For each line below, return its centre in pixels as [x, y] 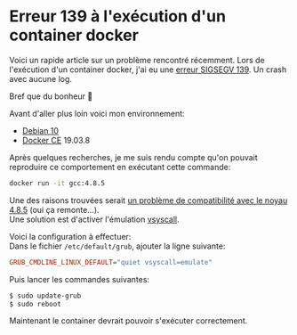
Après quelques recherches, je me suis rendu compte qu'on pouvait [133, 157]
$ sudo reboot [36, 304]
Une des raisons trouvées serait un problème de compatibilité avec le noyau [148, 200]
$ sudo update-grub [45, 296]
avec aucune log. [41, 78]
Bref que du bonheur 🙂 [51, 96]
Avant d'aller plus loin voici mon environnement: [97, 113]
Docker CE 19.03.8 [56, 140]
